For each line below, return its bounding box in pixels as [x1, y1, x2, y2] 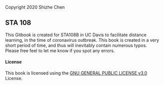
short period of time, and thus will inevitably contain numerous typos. [5, 42, 148, 48]
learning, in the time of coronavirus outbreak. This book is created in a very [5, 37, 160, 43]
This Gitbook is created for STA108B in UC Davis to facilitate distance [5, 32, 147, 38]
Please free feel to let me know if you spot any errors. [5, 47, 115, 54]
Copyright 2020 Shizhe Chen [5, 4, 65, 10]
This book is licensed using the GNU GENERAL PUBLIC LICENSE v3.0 [5, 70, 148, 76]
